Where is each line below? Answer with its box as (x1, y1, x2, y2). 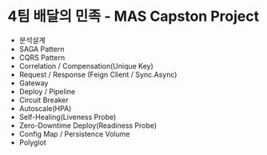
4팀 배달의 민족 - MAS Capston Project (7, 7, 260, 26)
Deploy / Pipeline (18, 86, 76, 96)
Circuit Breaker (18, 95, 69, 105)
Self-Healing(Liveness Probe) (18, 112, 117, 121)
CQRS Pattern (18, 53, 66, 62)
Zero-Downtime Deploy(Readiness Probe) (18, 121, 157, 130)
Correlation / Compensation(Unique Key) (18, 61, 153, 70)
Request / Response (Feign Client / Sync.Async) (18, 70, 177, 79)
